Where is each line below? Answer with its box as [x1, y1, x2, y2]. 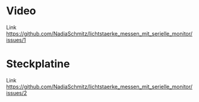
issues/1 [6, 36, 26, 43]
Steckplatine [6, 58, 70, 71]
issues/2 [6, 89, 27, 96]
